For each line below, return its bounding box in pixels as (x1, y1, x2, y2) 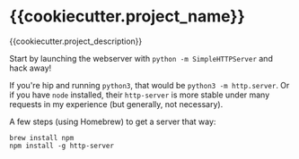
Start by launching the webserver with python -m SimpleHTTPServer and (9, 53, 274, 63)
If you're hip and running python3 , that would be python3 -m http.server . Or (9, 79, 290, 90)
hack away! (9, 63, 52, 73)
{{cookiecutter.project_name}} (9, 6, 245, 27)
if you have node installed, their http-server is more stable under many (9, 89, 270, 100)
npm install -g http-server (9, 141, 115, 150)
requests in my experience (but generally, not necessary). (9, 98, 224, 109)
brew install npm (9, 133, 75, 142)
